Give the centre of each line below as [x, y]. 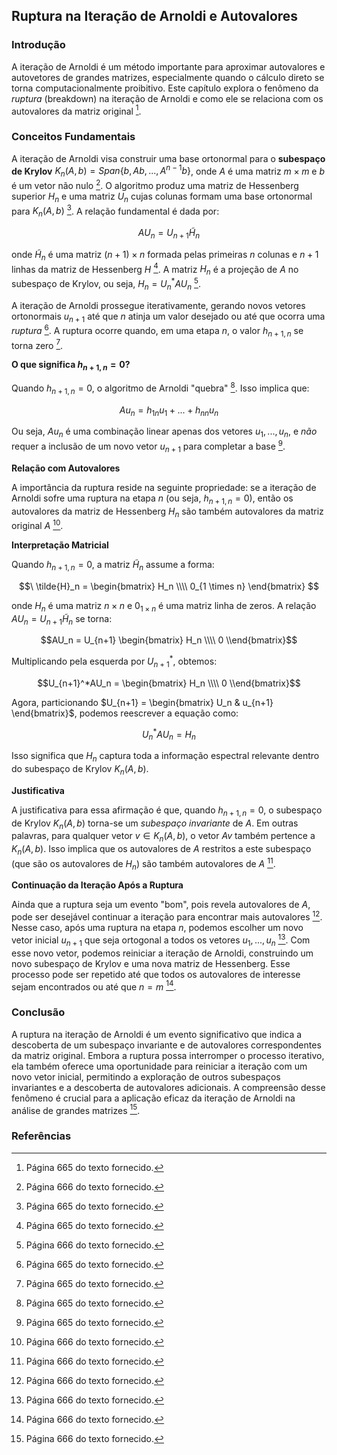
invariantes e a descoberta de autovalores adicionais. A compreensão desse [168, 1087]
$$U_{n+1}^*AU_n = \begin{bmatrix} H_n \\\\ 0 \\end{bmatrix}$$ [169, 683]
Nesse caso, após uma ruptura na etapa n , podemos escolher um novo [157, 928]
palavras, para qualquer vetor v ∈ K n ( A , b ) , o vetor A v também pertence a [163, 837]
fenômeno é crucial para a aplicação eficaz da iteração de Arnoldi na [153, 1098]
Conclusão [38, 1012]
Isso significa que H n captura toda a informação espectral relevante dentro [165, 757]
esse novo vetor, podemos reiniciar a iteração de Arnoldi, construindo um [162, 953]
